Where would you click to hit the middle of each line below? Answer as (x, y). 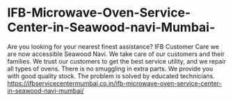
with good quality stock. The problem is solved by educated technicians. (111, 76)
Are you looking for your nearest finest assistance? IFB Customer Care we (113, 46)
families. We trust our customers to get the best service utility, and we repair (116, 61)
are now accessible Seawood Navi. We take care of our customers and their (116, 54)
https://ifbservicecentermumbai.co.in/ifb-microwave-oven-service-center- (114, 83)
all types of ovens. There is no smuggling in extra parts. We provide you (110, 68)
